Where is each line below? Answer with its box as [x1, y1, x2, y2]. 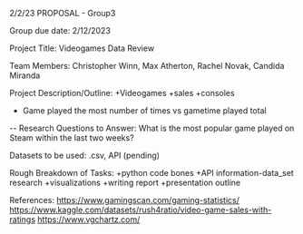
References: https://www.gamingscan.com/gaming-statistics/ [9, 195, 240, 205]
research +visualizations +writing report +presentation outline [9, 177, 241, 188]
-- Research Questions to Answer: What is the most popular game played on [9, 122, 295, 133]
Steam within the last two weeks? [9, 132, 134, 143]
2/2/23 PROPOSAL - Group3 [9, 8, 116, 18]
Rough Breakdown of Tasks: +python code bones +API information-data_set [9, 168, 295, 178]
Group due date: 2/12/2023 [9, 25, 112, 35]
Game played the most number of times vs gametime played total [22, 105, 267, 116]
